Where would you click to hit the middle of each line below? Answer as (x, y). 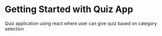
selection (14, 28)
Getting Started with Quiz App (69, 9)
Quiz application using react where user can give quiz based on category (81, 23)
